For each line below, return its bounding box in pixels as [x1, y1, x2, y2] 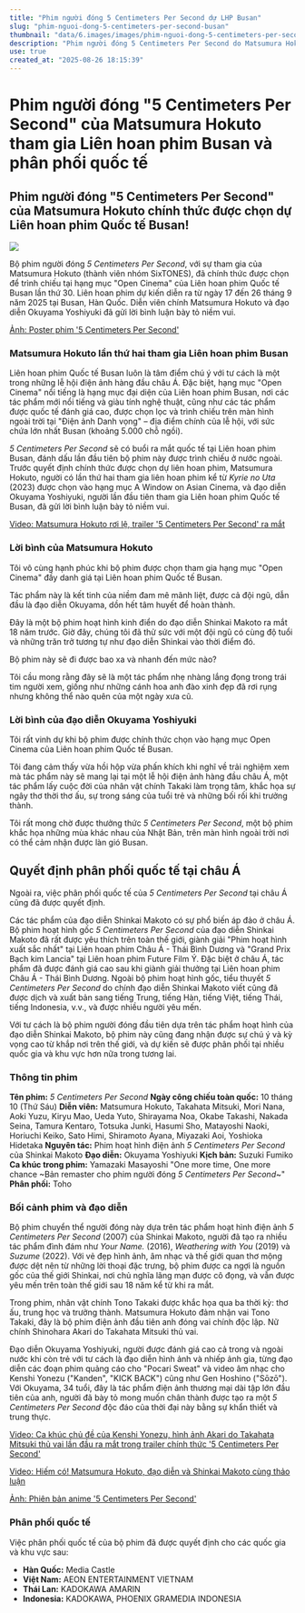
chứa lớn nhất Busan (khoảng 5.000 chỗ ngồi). [9, 426, 183, 436]
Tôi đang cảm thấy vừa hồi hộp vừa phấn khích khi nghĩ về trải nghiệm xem [9, 761, 290, 772]
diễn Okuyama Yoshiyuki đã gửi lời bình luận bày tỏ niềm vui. [9, 306, 236, 317]
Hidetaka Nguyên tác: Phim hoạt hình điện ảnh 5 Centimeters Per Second [9, 1140, 286, 1150]
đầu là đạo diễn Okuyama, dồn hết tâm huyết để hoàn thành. [9, 599, 236, 610]
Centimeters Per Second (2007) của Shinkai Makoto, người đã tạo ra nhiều [9, 1231, 288, 1242]
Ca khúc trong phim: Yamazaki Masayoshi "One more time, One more [9, 1159, 271, 1169]
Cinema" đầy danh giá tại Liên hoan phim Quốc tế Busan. [9, 572, 223, 583]
